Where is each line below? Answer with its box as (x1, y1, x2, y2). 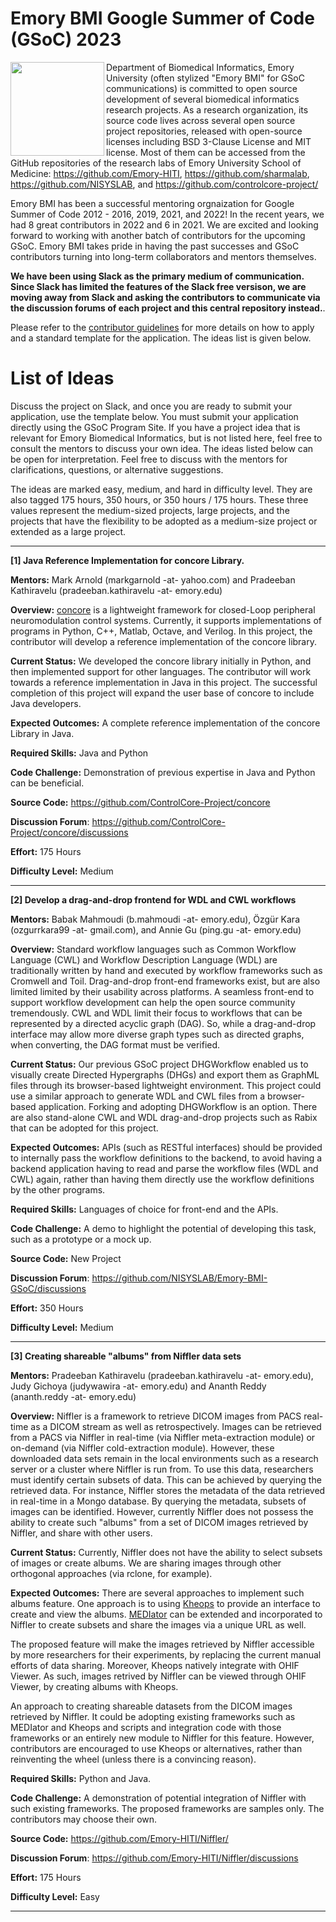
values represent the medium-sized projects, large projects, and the (10, 504, 290, 516)
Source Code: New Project (10, 1252, 122, 1264)
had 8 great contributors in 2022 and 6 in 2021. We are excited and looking (10, 218, 319, 231)
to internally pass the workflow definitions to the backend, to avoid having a (10, 1152, 323, 1164)
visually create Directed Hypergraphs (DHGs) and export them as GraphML (10, 1068, 320, 1081)
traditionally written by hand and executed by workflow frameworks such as (10, 964, 323, 976)
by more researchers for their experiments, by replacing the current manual (10, 1648, 322, 1661)
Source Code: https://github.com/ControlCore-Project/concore (10, 796, 271, 808)
